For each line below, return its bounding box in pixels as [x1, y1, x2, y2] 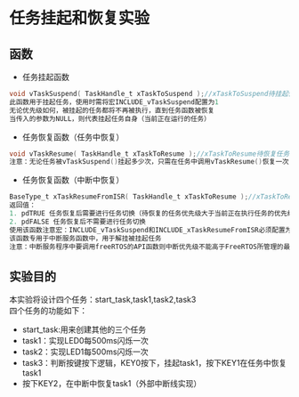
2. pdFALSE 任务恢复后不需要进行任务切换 [9, 217, 147, 226]
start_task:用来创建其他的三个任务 [21, 324, 147, 335]
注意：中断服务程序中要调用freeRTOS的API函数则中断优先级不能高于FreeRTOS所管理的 [9, 242, 284, 251]
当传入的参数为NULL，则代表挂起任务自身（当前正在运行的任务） [9, 114, 211, 123]
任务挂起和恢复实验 [9, 8, 150, 28]
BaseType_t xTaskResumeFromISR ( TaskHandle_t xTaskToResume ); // [9, 192, 256, 201]
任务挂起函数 [21, 72, 69, 82]
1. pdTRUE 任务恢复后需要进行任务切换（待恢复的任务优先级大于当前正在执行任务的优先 [9, 209, 287, 218]
